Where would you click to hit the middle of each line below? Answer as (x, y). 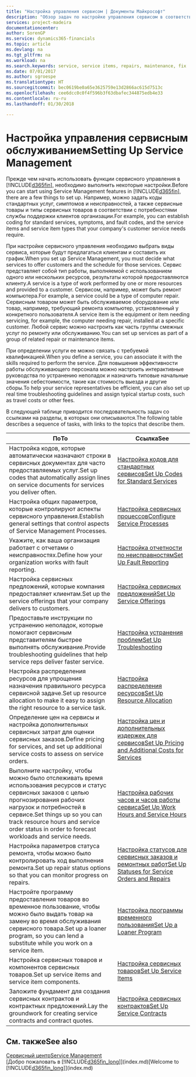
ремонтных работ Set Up (152, 864)
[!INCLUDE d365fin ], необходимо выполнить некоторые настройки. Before (97, 185)
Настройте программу (41, 892)
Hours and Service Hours (152, 814)
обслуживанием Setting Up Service (95, 150)
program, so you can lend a (46, 936)
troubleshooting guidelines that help (58, 654)
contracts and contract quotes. (51, 1021)
